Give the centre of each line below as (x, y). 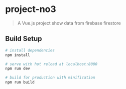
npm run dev (18, 68)
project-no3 (31, 9)
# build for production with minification (50, 78)
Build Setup (24, 39)
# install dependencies (30, 50)
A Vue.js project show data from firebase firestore (69, 23)
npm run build (20, 82)
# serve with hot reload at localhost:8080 (51, 64)
